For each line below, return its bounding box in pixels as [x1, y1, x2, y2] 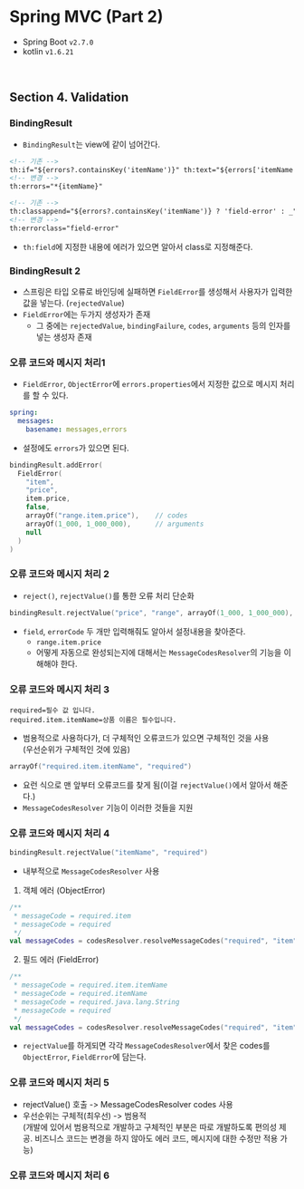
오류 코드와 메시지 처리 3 [9, 682, 110, 695]
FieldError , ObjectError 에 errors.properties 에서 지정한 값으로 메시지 [22, 379, 279, 390]
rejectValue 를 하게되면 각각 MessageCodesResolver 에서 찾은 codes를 [22, 1040, 271, 1051]
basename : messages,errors [25, 424, 128, 434]
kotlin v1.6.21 [22, 45, 74, 56]
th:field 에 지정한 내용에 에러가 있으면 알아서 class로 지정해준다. [22, 241, 253, 252]
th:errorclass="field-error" [9, 224, 119, 233]
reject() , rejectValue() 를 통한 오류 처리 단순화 [22, 590, 195, 601]
